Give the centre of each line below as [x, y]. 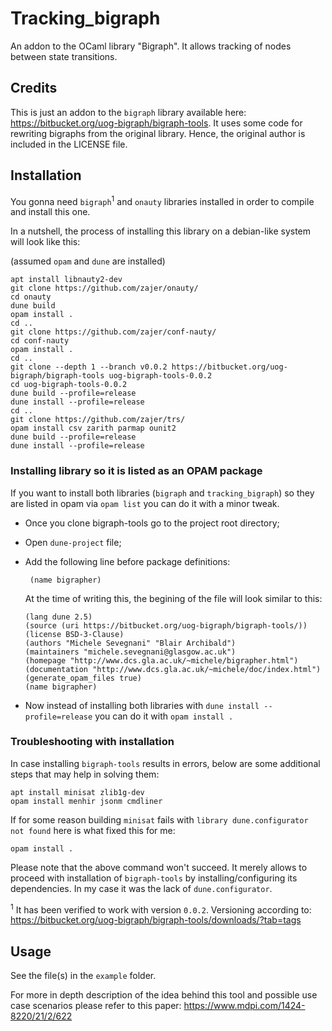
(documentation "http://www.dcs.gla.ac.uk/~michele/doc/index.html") [173, 669]
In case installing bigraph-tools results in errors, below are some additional [165, 763]
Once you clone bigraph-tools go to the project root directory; [152, 523]
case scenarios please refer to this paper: [96, 1006]
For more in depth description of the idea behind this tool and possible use [164, 995]
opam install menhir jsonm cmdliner [86, 801]
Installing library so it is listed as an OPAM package [136, 471]
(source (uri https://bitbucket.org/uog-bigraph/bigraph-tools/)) [166, 625]
